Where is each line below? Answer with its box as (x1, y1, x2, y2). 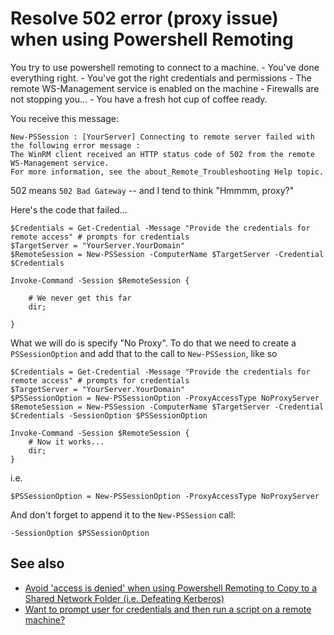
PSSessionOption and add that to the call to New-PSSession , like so (10, 347, 278, 359)
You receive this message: (10, 112, 119, 124)
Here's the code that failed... (10, 203, 128, 216)
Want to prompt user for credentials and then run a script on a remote (24, 603, 312, 615)
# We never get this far (28, 293, 132, 303)
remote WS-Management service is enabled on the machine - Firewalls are (10, 82, 320, 94)
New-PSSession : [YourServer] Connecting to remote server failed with (10, 132, 315, 142)
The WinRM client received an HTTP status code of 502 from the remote (10, 149, 315, 159)
